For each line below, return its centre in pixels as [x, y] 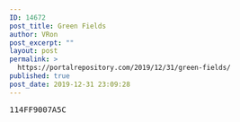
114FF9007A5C [38, 109]
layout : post [34, 51]
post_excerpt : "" [42, 43]
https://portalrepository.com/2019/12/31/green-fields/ [124, 68]
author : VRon [34, 34]
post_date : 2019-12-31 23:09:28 [70, 84]
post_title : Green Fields [58, 26]
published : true [40, 76]
